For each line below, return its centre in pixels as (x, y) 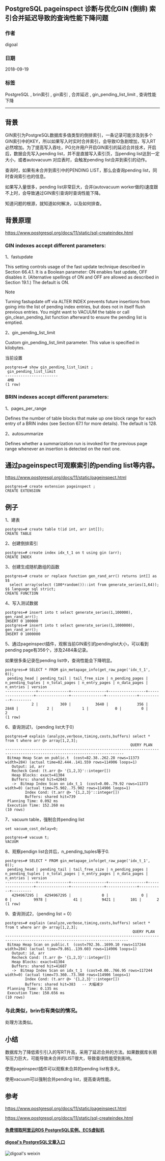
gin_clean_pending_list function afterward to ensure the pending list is (76, 317)
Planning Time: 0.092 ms (32, 801)
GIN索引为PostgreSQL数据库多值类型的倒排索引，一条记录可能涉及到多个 (79, 135)
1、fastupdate (19, 257)
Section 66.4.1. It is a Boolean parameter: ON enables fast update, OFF (76, 272)
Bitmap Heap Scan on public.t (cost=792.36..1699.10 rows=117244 (77, 945)
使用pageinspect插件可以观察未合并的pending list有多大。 (64, 1069)
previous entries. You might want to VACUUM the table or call (67, 312)
